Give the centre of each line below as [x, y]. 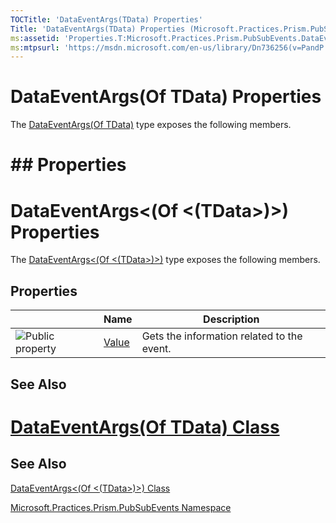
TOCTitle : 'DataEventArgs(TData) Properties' [106, 19]
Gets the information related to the [222, 336]
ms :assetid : [35, 38]
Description [231, 319]
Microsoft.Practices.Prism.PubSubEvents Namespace [121, 507]
